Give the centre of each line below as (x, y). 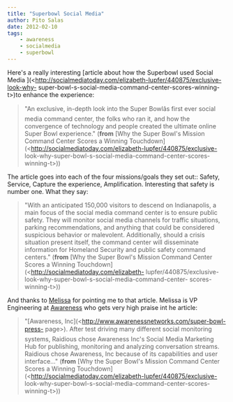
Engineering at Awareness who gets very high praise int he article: (102, 307)
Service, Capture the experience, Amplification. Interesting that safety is (111, 184)
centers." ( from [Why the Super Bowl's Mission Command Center (118, 257)
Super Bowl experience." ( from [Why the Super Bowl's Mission (114, 133)
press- (34, 329)
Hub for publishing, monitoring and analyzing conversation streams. (122, 346)
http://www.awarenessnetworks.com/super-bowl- (154, 321)
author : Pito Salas (36, 20)
